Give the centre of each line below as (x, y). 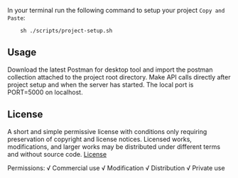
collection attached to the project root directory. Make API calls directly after (119, 77)
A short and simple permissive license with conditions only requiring (107, 131)
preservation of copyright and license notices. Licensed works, (99, 139)
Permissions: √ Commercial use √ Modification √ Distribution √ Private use (116, 168)
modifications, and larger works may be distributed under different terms (114, 146)
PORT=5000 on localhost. (45, 92)
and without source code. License (57, 154)
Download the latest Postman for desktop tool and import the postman (110, 69)
